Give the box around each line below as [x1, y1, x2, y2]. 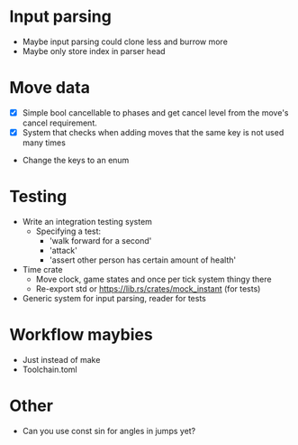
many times [22, 137, 66, 148]
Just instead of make [22, 354, 101, 365]
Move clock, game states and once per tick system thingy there [35, 273, 272, 284]
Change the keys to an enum [22, 155, 130, 165]
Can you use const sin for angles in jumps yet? [22, 425, 196, 436]
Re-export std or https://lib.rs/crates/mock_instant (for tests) [35, 283, 261, 294]
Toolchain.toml [22, 364, 78, 375]
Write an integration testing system [22, 216, 153, 227]
